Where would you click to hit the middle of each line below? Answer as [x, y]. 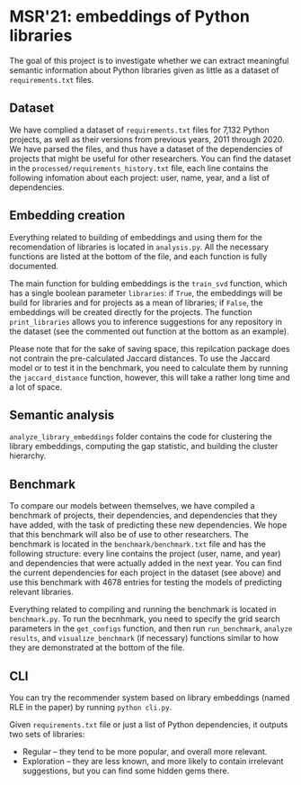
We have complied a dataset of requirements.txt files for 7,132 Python [139, 130]
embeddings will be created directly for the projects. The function [131, 311]
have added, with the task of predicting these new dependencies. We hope [148, 525]
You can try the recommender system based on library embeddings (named [150, 698]
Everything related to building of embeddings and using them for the [136, 237]
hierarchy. [28, 456]
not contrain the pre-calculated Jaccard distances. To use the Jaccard [140, 358]
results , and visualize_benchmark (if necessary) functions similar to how [144, 638]
